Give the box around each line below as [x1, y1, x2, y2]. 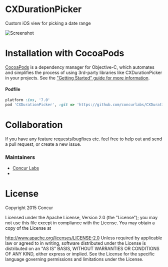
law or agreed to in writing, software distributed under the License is [5, 240, 146, 246]
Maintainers [5, 153, 35, 160]
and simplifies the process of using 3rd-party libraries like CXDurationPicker [5, 69, 162, 75]
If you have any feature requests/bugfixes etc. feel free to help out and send [5, 136, 162, 142]
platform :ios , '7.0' [5, 98, 50, 103]
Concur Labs [12, 165, 39, 171]
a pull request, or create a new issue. [5, 141, 81, 147]
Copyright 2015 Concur [5, 205, 53, 211]
